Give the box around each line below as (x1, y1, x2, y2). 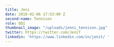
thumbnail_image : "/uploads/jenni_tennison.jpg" (5, 25, 108, 30)
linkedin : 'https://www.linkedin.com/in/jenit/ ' (5, 35, 110, 40)
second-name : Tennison (5, 16, 52, 21)
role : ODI (5, 21, 26, 26)
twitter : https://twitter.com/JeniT (5, 30, 81, 35)
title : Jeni (5, 7, 30, 12)
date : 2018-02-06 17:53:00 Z (5, 12, 65, 17)
